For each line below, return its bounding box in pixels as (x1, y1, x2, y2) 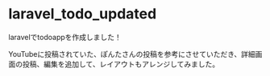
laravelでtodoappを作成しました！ (8, 32, 123, 42)
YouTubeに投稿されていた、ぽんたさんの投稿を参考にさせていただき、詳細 (8, 49, 255, 58)
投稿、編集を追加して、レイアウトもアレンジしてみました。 (22, 59, 220, 69)
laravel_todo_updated (8, 5, 157, 23)
